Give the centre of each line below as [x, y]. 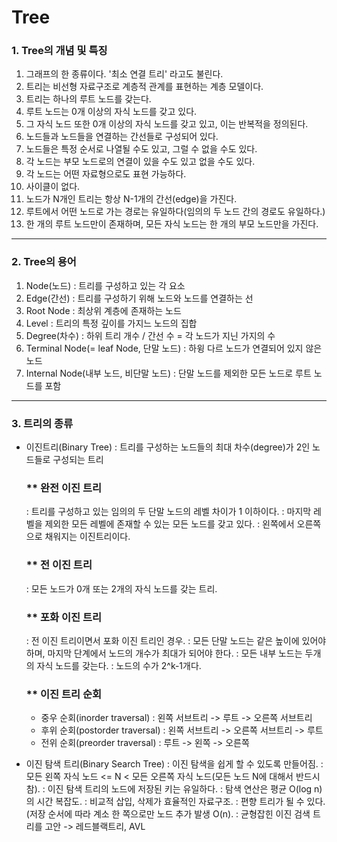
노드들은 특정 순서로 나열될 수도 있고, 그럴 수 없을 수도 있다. [141, 149]
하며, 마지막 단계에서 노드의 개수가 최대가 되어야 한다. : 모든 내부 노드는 [164, 653]
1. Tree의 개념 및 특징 [59, 51]
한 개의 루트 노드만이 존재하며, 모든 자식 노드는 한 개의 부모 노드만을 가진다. [172, 224]
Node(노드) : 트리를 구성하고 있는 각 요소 [105, 285]
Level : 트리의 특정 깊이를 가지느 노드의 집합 [111, 323]
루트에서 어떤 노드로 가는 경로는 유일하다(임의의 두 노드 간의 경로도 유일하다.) [175, 212]
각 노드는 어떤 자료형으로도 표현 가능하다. [106, 174]
